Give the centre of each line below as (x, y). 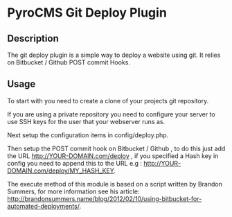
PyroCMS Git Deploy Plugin (87, 13)
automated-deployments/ (43, 206)
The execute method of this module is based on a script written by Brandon (115, 184)
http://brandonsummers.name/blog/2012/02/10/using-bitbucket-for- (105, 198)
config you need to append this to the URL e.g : (75, 163)
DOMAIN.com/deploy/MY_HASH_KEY (61, 171)
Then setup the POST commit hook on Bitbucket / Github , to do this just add (116, 148)
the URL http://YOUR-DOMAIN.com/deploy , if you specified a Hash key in (113, 156)
